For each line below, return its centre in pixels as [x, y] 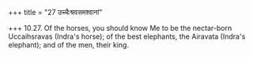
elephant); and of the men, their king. [68, 45]
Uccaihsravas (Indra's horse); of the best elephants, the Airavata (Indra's [127, 36]
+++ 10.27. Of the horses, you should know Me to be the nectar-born [120, 28]
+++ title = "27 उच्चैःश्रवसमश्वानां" [55, 12]
